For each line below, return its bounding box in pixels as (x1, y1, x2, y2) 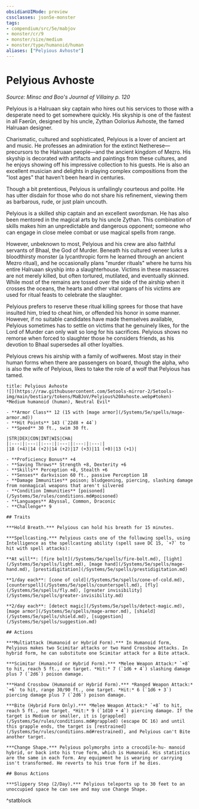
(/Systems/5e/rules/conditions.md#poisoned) (6, 493, 119, 499)
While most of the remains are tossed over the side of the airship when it (6, 278, 185, 285)
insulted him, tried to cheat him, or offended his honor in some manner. (6, 309, 181, 316)
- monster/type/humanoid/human (6, 42, 84, 48)
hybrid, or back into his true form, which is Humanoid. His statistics (6, 749, 191, 756)
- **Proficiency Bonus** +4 (6, 456, 76, 463)
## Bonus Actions (6, 770, 49, 777)
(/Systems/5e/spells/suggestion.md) (6, 619, 97, 625)
